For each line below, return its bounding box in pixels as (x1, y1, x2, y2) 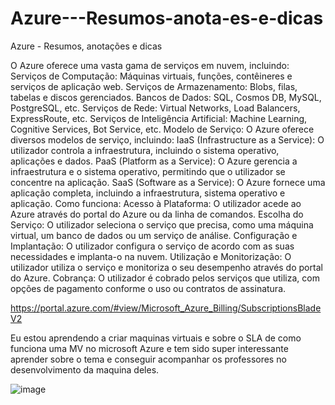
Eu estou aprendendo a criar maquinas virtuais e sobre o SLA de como (10, 332, 302, 344)
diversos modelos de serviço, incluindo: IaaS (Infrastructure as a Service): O (10, 133, 325, 146)
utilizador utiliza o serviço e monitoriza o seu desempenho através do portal (10, 261, 323, 273)
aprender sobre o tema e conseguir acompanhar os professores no (10, 353, 287, 365)
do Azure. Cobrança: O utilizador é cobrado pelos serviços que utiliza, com (10, 272, 320, 284)
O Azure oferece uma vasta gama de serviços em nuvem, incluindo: (10, 59, 290, 71)
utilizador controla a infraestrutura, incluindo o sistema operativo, (10, 144, 280, 156)
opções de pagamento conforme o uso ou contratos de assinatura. (10, 282, 287, 294)
